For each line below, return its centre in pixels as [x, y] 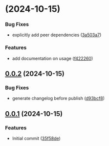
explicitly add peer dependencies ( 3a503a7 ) [57, 35]
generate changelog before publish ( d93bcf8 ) [58, 98]
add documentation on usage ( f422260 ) [53, 58]
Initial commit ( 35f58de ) [36, 139]
